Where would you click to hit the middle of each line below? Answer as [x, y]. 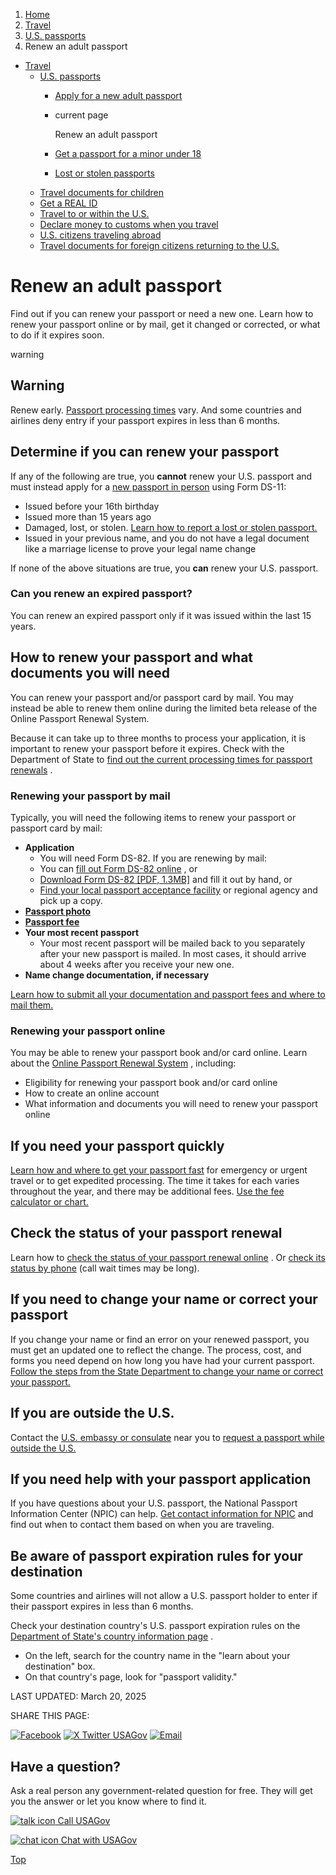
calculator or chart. [49, 1202]
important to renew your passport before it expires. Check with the [147, 748]
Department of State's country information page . [112, 1636]
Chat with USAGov [99, 1840]
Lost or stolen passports [104, 173]
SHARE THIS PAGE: [50, 1716]
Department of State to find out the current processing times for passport [161, 759]
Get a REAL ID [68, 203]
